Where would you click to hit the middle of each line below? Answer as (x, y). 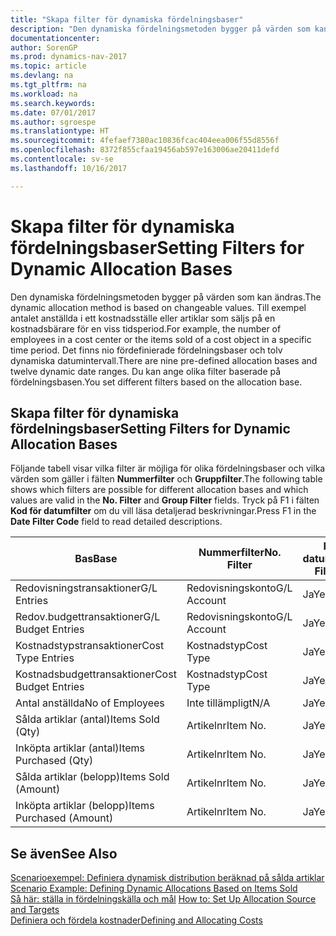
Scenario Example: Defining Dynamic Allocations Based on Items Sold (154, 888)
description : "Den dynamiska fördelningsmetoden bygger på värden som (160, 29)
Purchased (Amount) (64, 818)
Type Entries (45, 658)
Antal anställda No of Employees (90, 703)
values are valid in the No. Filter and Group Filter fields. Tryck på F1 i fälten (165, 500)
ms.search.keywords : (53, 103)
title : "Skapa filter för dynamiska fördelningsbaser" (127, 19)
